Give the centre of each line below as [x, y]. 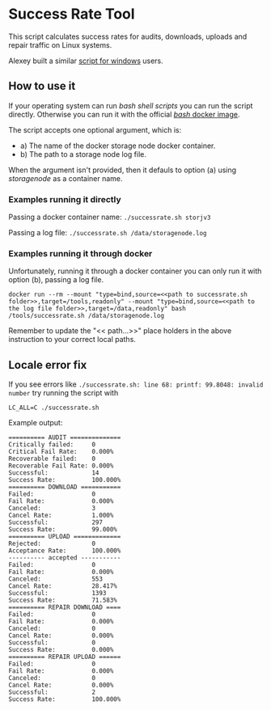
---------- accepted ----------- [65, 558]
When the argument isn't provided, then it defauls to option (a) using [123, 170]
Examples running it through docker [80, 253]
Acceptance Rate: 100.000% [65, 551]
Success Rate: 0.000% [61, 650]
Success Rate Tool [72, 14]
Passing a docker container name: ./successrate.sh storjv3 [110, 217]
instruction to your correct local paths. [72, 340]
